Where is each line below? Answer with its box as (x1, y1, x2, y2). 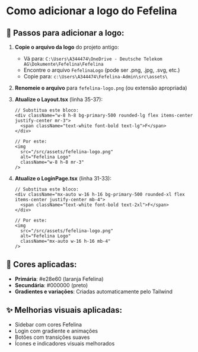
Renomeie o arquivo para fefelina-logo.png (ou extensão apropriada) (14, 84, 188, 91)
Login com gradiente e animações (14, 327, 98, 334)
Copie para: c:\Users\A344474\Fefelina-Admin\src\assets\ (23, 73, 168, 80)
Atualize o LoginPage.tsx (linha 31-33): (14, 175, 111, 182)
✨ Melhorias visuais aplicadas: (6, 305, 123, 315)
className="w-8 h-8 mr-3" (20, 159, 84, 165)
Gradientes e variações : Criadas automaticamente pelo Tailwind (14, 288, 173, 295)
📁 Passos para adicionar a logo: (6, 28, 124, 38)
